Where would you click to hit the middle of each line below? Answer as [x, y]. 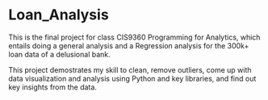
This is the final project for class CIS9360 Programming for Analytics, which [134, 37]
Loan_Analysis [59, 15]
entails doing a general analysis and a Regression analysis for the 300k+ [129, 45]
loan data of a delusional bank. [59, 54]
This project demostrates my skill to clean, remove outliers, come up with [130, 69]
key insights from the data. [52, 87]
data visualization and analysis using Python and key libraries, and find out [132, 78]
